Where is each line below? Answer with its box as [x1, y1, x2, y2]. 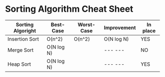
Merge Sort [7, 47, 34, 53]
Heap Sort [7, 60, 31, 67]
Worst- [78, 21, 96, 28]
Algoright [13, 27, 36, 34]
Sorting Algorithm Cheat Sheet [5, 3, 134, 15]
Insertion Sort [7, 35, 39, 42]
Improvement [104, 24, 136, 31]
